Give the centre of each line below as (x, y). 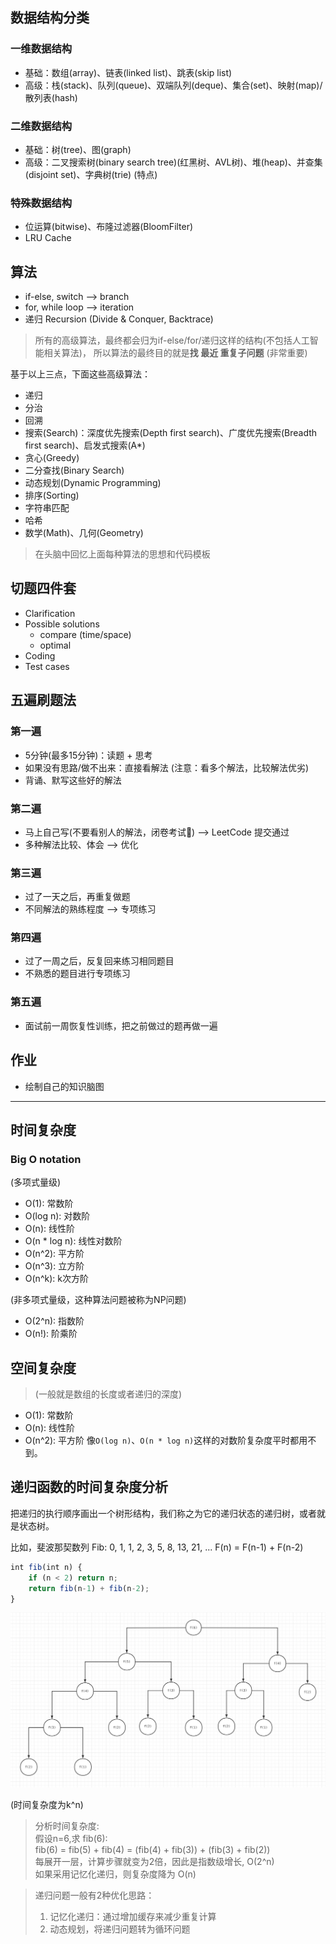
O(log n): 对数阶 (57, 1216)
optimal (55, 645)
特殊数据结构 (41, 203)
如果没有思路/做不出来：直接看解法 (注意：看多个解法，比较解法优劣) (166, 767)
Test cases (47, 666)
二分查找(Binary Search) (74, 470)
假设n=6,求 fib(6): (71, 1839)
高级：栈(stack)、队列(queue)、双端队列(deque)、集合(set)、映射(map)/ (173, 85)
